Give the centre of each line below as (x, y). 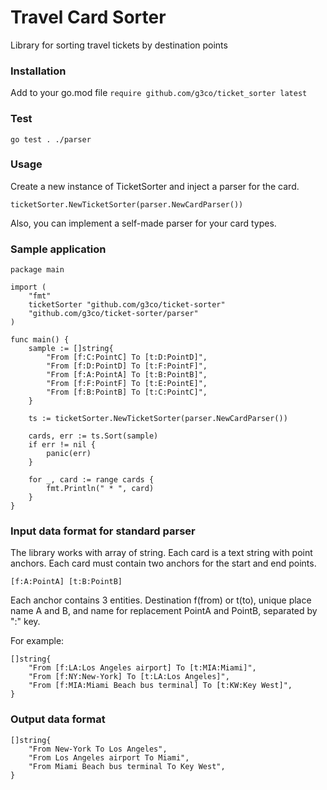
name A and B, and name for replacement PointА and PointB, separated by (164, 611)
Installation (38, 71)
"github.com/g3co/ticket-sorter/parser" (113, 314)
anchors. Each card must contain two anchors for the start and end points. (163, 563)
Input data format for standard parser (103, 531)
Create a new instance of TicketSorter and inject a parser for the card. (155, 186)
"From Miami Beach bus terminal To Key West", (127, 766)
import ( (28, 287)
